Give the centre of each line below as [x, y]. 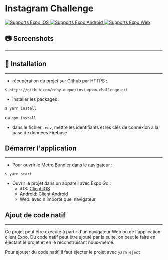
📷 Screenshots [29, 39]
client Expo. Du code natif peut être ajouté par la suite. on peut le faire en [80, 237]
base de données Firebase [40, 132]
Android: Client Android [44, 194]
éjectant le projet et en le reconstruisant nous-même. [60, 242]
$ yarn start [19, 174]
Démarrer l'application [41, 148]
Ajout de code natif [35, 215]
